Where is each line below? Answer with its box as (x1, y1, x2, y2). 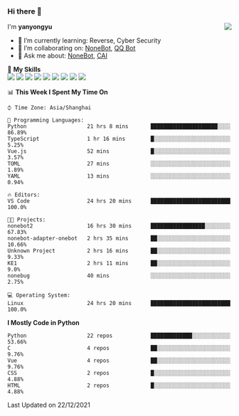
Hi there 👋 (7, 6, 43, 16)
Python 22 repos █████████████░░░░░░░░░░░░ (7, 332, 231, 340)
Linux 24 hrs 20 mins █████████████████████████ (7, 300, 231, 307)
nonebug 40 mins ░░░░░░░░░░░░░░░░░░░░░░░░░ (7, 272, 231, 279)
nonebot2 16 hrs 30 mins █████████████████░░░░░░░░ (7, 223, 231, 230)
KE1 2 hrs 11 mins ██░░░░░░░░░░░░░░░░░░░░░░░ (7, 260, 231, 267)
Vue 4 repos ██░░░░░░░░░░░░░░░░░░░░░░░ (7, 357, 231, 365)
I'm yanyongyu (7, 23, 53, 31)
